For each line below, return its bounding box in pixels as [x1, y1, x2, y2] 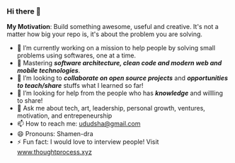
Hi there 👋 [6, 6, 42, 16]
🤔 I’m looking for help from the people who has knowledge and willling [16, 89, 224, 98]
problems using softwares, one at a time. [16, 51, 136, 60]
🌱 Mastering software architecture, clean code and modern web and [16, 59, 222, 67]
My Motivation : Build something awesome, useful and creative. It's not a [6, 23, 219, 31]
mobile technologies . [16, 67, 81, 75]
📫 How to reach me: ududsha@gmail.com [16, 120, 141, 128]
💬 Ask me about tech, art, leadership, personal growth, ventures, [16, 104, 206, 113]
